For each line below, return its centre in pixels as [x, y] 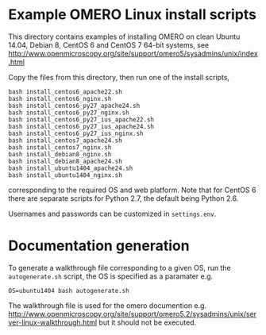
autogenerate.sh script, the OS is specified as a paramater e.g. [111, 276]
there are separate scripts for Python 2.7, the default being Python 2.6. [123, 198]
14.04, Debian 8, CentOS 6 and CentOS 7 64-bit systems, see [109, 44]
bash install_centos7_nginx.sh [60, 147]
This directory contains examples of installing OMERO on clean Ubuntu [124, 37]
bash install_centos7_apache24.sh [66, 141]
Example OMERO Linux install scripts [132, 15]
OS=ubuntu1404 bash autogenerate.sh [69, 291]
